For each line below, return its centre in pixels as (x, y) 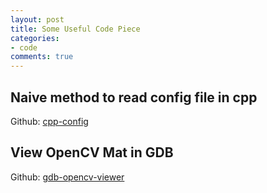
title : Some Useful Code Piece (75, 29)
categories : (35, 38)
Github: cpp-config (49, 121)
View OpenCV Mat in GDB (92, 152)
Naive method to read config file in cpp (134, 97)
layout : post (37, 19)
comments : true (42, 57)
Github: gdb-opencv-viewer (67, 177)
